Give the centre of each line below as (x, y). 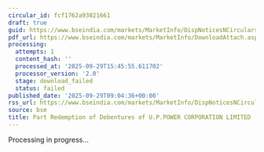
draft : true (27, 23)
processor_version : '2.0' (58, 74)
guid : (17, 30)
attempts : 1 (35, 52)
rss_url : (22, 103)
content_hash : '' (44, 60)
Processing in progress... (48, 139)
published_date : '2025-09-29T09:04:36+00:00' (84, 96)
